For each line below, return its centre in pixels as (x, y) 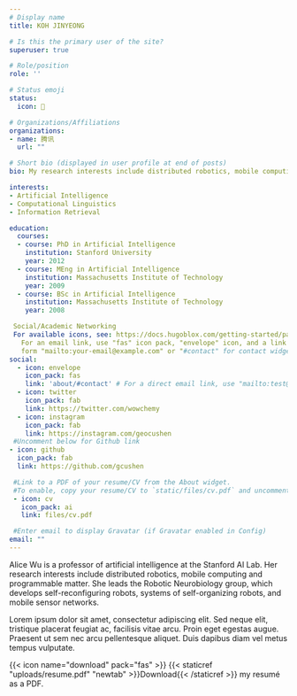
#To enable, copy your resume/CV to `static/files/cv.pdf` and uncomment (152, 491)
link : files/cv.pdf (57, 515)
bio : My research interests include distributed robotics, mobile (134, 172)
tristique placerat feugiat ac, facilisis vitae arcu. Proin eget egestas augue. (144, 629)
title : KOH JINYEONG (47, 26)
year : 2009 (45, 286)
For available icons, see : (63, 335)
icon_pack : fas (53, 376)
